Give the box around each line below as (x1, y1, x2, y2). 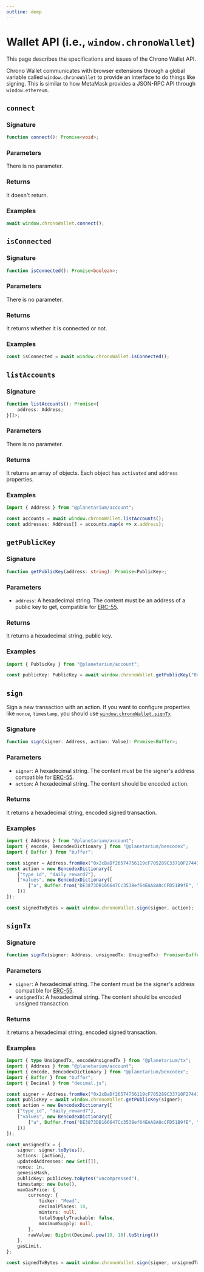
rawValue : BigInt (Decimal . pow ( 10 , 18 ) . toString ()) (28, 1232, 159, 1238)
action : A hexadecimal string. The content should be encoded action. (15, 780, 189, 787)
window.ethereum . (6, 86, 49, 94)
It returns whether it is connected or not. (6, 325, 107, 332)
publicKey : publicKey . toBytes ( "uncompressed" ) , (17, 1175, 140, 1182)
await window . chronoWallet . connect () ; (6, 220, 104, 226)
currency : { (28, 1192, 59, 1199)
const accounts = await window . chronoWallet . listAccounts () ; (6, 515, 165, 522)
